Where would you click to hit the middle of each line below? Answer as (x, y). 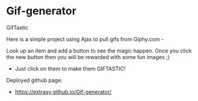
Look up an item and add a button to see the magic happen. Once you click (99, 51)
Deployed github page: (34, 80)
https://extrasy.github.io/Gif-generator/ (63, 91)
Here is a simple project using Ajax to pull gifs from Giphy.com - (85, 39)
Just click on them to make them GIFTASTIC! (70, 68)
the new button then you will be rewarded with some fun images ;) (88, 57)
